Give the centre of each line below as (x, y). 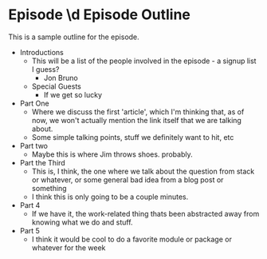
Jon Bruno (61, 78)
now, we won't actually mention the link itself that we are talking (136, 120)
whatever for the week (69, 247)
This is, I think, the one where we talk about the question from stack (143, 171)
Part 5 (29, 230)
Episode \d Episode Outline (100, 15)
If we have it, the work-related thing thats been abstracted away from (145, 213)
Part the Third (42, 162)
